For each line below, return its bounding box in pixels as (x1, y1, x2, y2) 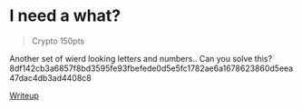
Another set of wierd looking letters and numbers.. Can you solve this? (9, 53, 273, 64)
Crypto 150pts (31, 35, 84, 46)
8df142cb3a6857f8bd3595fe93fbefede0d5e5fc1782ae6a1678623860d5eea (9, 63, 294, 74)
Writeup (9, 90, 39, 101)
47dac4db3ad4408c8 (9, 72, 93, 83)
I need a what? (9, 5, 121, 26)
